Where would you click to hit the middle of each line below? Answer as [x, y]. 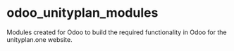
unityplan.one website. [39, 39]
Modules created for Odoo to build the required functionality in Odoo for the [117, 32]
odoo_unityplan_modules [82, 13]
